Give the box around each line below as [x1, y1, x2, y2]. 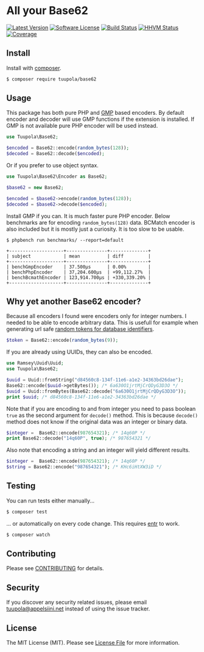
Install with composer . [6, 64, 62, 71]
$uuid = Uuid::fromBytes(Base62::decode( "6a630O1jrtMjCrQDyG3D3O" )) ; [6, 388, 187, 394]
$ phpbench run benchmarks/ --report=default [6, 237, 124, 243]
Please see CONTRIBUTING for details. [6, 565, 105, 572]
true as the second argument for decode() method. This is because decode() [6, 411, 198, 419]
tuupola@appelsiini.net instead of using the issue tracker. [6, 605, 150, 612]
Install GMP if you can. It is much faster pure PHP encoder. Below [6, 212, 171, 220]
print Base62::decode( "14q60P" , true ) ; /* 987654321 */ [6, 435, 151, 441]
